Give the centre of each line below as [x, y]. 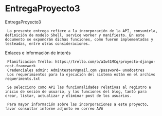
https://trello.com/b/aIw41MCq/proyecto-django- [105, 61]
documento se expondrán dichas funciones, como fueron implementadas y [79, 39]
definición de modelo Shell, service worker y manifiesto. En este [75, 35]
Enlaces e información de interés [38, 53]
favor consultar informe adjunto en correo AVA [54, 108]
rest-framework [20, 66]
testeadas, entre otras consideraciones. [48, 44]
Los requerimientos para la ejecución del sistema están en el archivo [81, 74]
